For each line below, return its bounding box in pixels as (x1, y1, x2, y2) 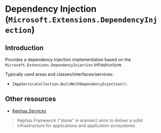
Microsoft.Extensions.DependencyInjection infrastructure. (5, 62, 123, 67)
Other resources (5, 95, 56, 103)
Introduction (5, 44, 44, 52)
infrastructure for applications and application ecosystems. (17, 122, 136, 128)
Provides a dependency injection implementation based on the (5, 57, 131, 62)
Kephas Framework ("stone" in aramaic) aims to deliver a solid (17, 117, 143, 123)
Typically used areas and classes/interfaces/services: (5, 71, 114, 77)
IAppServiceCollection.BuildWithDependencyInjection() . (12, 81, 128, 87)
